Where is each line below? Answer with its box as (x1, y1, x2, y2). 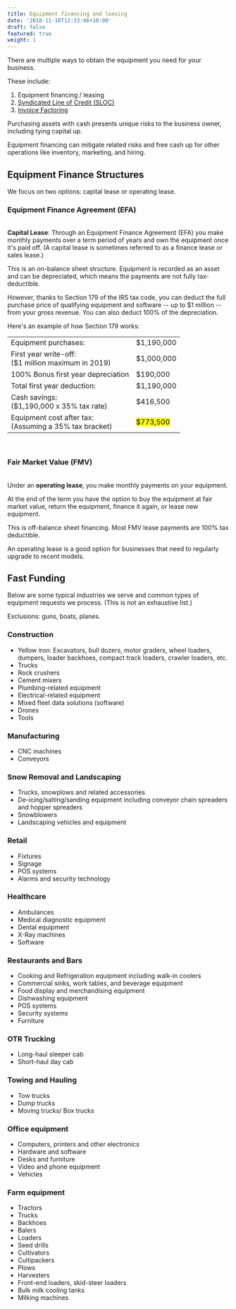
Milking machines (17, 1293, 69, 1302)
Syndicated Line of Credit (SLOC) (17, 98, 115, 107)
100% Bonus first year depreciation (11, 370, 130, 380)
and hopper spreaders (17, 803, 83, 812)
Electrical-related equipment (17, 691, 101, 699)
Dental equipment (17, 922, 70, 931)
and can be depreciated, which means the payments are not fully (7, 272, 196, 281)
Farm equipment (7, 1187, 66, 1197)
